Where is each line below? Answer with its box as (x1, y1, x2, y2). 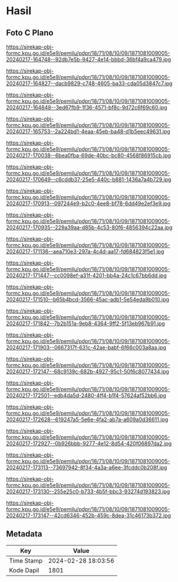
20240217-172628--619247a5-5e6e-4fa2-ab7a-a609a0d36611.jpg (6, 416, 169, 423)
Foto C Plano (6, 28, 54, 38)
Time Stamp (9, 557, 43, 565)
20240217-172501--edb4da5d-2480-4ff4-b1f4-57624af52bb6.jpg (6, 392, 166, 399)
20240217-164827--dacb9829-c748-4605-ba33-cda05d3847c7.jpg (6, 80, 173, 87)
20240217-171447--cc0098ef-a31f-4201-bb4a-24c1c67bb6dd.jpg (6, 272, 167, 279)
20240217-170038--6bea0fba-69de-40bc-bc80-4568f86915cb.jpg (6, 152, 171, 159)
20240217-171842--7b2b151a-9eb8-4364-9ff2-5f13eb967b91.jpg (6, 320, 165, 327)
